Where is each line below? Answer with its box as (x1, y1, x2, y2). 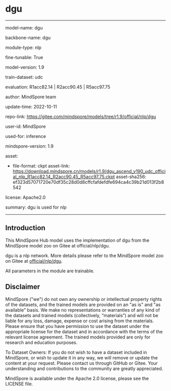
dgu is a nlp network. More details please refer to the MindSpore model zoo (5, 253, 164, 259)
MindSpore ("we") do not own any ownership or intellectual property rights (5, 296, 162, 302)
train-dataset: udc (5, 74, 43, 80)
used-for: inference (5, 133, 46, 139)
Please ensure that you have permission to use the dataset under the (5, 323, 150, 329)
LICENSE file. (5, 380, 33, 387)
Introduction (5, 224, 46, 232)
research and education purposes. (5, 339, 78, 345)
